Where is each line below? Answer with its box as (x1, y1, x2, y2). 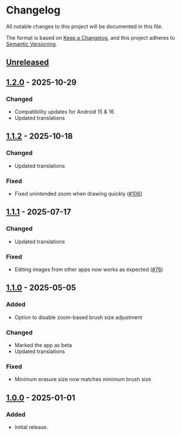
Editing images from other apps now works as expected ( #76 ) (14, 266, 163, 273)
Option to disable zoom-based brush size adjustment (14, 314, 142, 321)
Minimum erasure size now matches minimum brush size (14, 376, 152, 383)
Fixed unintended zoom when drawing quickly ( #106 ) (14, 190, 143, 197)
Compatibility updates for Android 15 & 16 (14, 108, 114, 115)
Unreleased (6, 57, 50, 67)
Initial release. (14, 423, 48, 430)
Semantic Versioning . (6, 40, 57, 47)
